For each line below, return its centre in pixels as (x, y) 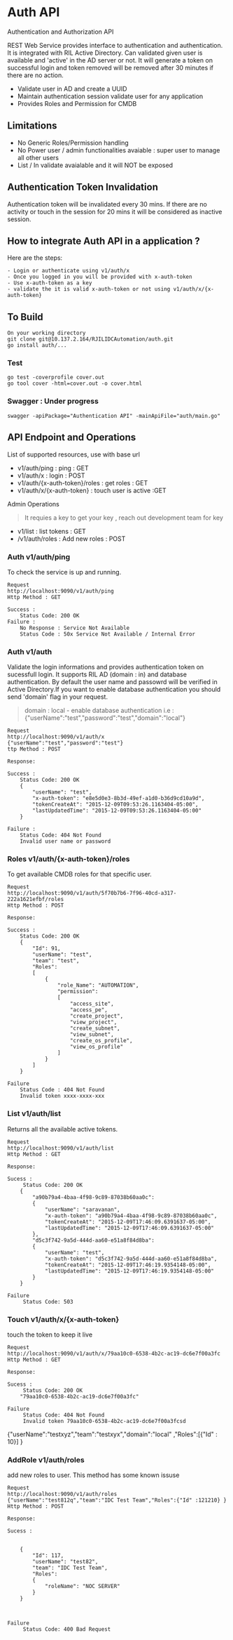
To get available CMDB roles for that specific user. (79, 874)
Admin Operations (33, 504)
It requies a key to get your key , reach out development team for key (124, 518)
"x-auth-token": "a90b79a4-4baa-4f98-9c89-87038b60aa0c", (131, 1216)
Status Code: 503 (48, 1301)
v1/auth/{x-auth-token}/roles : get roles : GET (83, 483)
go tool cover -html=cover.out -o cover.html (75, 383)
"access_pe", (89, 1010)
